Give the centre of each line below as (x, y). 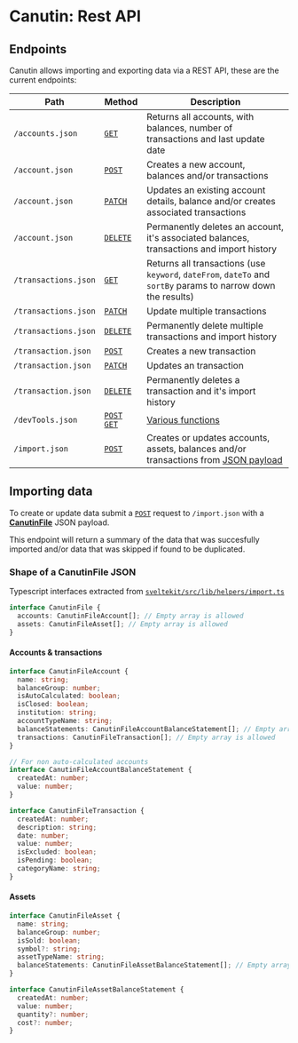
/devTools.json (46, 420)
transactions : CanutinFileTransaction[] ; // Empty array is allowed (146, 737)
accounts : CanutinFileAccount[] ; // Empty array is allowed (130, 616)
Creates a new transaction (201, 351)
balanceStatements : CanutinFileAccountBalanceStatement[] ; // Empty (146, 729)
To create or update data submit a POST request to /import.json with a (137, 513)
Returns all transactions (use (206, 263)
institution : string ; (57, 713)
